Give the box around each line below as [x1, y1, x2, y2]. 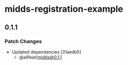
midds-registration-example [4, 3, 124, 15]
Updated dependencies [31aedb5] [11, 49, 81, 55]
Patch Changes [4, 38, 42, 45]
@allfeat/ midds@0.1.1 [19, 54, 62, 60]
